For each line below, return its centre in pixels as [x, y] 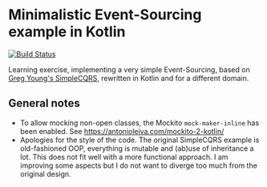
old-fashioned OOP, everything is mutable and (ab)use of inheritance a [137, 148]
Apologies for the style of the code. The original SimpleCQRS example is [140, 140]
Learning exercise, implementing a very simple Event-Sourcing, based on [129, 69]
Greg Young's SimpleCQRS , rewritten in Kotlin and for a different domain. [129, 78]
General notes [44, 103]
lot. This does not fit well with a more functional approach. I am [124, 157]
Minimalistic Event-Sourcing [105, 15]
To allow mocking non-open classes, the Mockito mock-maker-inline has [140, 123]
